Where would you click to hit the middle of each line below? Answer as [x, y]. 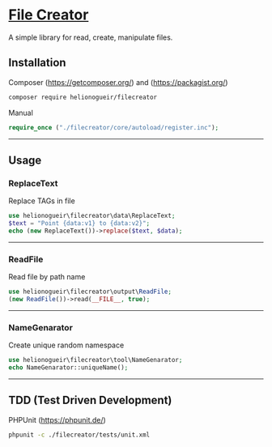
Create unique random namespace [66, 345]
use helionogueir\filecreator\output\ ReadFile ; [90, 292]
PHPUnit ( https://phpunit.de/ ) [57, 419]
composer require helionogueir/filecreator [83, 97]
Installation [37, 63]
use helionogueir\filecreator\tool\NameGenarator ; [96, 360]
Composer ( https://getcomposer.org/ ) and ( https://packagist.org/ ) [118, 82]
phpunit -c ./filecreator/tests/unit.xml [79, 435]
